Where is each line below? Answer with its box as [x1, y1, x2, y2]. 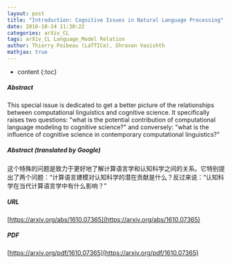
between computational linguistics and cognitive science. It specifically [7, 108, 210, 116]
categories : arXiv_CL [7, 29, 70, 37]
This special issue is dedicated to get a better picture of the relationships [7, 101, 215, 109]
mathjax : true [7, 49, 48, 56]
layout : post [7, 10, 45, 17]
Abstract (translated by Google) [7, 146, 101, 154]
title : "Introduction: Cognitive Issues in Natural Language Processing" [7, 17, 224, 23]
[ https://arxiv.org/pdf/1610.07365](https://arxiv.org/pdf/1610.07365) [7, 248, 199, 256]
